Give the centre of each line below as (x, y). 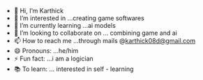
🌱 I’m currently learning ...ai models (65, 25)
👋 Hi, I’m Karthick (39, 11)
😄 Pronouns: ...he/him (46, 51)
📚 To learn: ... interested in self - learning (74, 69)
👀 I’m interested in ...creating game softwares (79, 18)
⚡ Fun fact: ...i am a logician (54, 58)
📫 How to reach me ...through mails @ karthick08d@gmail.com (105, 41)
